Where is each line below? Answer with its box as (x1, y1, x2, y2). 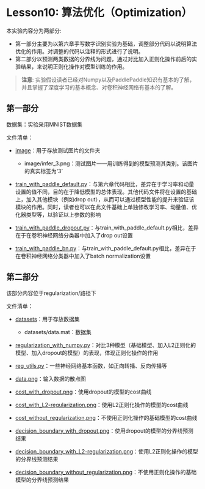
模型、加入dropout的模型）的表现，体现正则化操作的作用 (15, 349, 159, 356)
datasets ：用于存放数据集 (15, 315, 81, 323)
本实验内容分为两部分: (6, 27, 62, 34)
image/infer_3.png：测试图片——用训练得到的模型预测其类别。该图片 (24, 160, 198, 167)
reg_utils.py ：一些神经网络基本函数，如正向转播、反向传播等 (15, 362, 168, 369)
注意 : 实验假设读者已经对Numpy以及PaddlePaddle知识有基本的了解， (21, 76, 195, 83)
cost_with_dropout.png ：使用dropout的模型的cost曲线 (15, 388, 152, 395)
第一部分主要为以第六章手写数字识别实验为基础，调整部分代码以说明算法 (15, 40, 197, 47)
